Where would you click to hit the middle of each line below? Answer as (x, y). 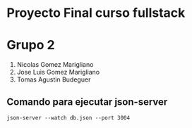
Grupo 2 (31, 45)
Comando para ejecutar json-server (87, 102)
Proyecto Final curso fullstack (96, 13)
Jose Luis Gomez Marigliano (58, 72)
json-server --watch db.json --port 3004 (68, 117)
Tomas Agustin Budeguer (54, 79)
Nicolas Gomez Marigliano (55, 65)
